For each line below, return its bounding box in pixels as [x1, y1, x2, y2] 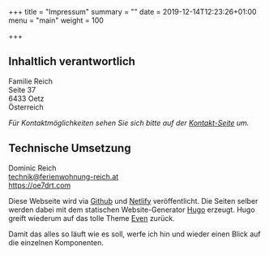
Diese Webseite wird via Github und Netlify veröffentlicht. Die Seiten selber [8, 196, 258, 205]
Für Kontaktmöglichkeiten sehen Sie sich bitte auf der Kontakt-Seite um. [8, 118, 250, 127]
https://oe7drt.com [8, 180, 71, 190]
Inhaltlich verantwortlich [8, 54, 136, 68]
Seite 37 [8, 84, 36, 94]
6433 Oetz [8, 93, 45, 103]
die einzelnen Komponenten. [8, 237, 104, 247]
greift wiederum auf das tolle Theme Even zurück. [8, 213, 176, 223]
